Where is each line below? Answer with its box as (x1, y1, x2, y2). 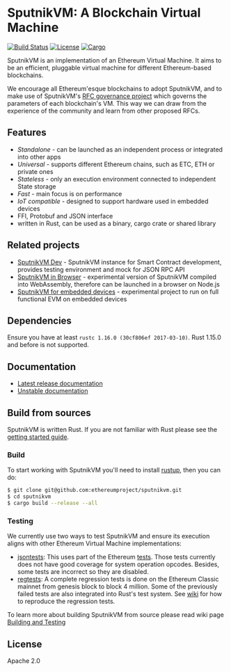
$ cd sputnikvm (7, 493, 51, 500)
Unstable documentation (17, 387, 88, 395)
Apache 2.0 (7, 657, 40, 665)
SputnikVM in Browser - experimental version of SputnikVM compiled (17, 273, 217, 281)
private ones (17, 167, 54, 175)
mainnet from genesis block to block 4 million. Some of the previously (17, 582, 218, 591)
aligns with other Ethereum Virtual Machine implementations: (7, 539, 182, 547)
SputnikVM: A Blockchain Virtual (7, 5, 201, 21)
